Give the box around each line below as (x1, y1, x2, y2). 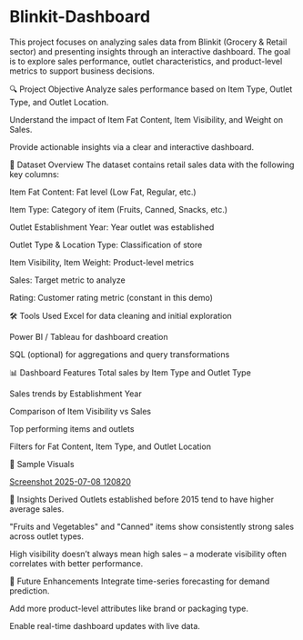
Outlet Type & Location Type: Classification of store (9, 239, 203, 250)
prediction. (9, 585, 50, 596)
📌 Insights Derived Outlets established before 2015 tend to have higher (9, 494, 275, 505)
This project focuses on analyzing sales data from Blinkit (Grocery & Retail (9, 36, 288, 47)
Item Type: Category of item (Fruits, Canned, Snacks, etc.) (9, 204, 228, 215)
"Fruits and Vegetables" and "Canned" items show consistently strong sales (9, 521, 294, 532)
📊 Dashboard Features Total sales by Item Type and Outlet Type (9, 366, 252, 378)
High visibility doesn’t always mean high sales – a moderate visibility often (9, 548, 287, 559)
